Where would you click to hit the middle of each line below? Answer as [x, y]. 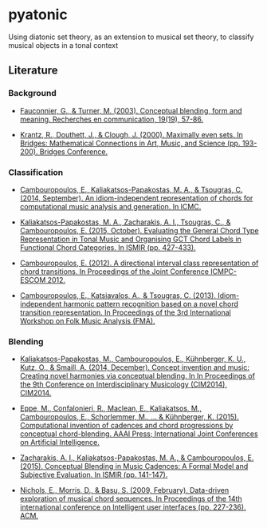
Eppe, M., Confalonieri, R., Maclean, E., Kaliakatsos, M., [110, 408]
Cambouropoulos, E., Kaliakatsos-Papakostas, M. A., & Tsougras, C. [131, 189]
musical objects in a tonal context [63, 45]
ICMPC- [224, 271]
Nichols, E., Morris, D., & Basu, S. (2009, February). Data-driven [124, 490]
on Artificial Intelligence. [59, 443]
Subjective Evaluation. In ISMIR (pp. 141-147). [94, 475]
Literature [33, 71]
